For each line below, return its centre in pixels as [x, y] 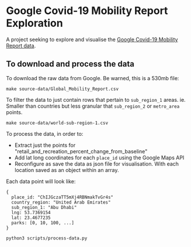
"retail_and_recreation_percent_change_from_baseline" [81, 151]
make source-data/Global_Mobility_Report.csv [62, 89]
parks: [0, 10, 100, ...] [43, 223]
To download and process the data [70, 64]
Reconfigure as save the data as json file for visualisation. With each [97, 164]
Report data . [21, 46]
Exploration [34, 23]
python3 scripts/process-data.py [47, 238]
